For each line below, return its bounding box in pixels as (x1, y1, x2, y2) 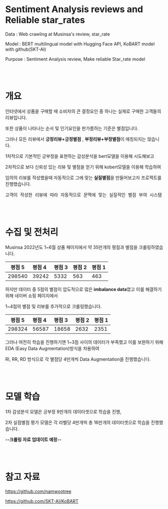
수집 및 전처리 (5, 227, 59, 238)
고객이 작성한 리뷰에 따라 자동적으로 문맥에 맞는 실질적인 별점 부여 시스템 (5, 192, 162, 198)
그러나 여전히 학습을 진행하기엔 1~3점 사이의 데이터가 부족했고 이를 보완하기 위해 (5, 339, 163, 345)
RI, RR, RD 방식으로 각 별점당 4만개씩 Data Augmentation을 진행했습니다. (5, 356, 151, 362)
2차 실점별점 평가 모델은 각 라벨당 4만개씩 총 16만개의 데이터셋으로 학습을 (5, 419, 150, 426)
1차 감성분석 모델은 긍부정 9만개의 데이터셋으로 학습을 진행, (5, 408, 122, 414)
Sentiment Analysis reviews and (5, 4, 143, 15)
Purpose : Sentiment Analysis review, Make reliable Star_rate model (5, 56, 145, 62)
